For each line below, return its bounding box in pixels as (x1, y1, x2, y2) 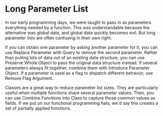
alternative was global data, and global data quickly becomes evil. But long (5, 30, 156, 35)
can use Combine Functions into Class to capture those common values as (5, 95, 155, 100)
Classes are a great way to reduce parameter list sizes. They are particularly (5, 84, 159, 90)
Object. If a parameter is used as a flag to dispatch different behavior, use (5, 70, 153, 76)
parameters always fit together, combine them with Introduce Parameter (5, 65, 150, 71)
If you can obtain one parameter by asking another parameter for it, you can (5, 44, 158, 50)
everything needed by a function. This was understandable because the (5, 24, 150, 30)
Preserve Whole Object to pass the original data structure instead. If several (5, 60, 158, 66)
